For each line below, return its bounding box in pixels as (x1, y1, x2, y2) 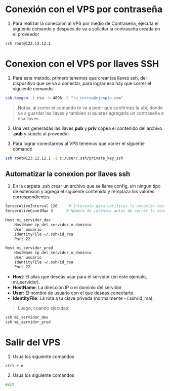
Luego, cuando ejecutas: (17, 305, 70, 311)
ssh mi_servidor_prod (5, 319, 51, 325)
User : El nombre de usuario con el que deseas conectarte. (12, 290, 135, 296)
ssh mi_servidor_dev (5, 314, 49, 320)
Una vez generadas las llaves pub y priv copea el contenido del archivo (12, 125, 162, 131)
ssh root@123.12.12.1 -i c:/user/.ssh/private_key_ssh (5, 156, 123, 161)
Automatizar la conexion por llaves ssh (5, 169, 131, 178)
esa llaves (17, 115, 39, 121)
